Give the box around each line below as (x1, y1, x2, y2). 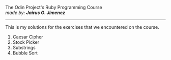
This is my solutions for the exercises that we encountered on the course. (5, 24, 159, 30)
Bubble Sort (12, 50, 38, 56)
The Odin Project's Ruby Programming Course (5, 5, 103, 10)
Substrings (12, 45, 36, 50)
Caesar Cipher (12, 34, 43, 40)
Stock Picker (12, 39, 40, 45)
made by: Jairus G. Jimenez (5, 10, 65, 16)
